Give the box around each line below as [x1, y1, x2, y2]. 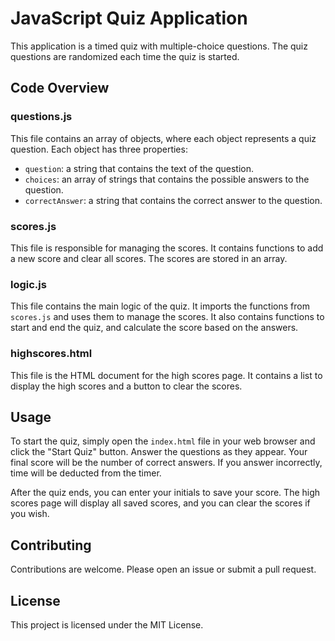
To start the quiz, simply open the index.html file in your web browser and [10, 435, 316, 447]
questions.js [10, 110, 73, 124]
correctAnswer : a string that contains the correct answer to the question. [24, 194, 323, 206]
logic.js [10, 277, 47, 291]
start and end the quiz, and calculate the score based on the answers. [10, 322, 299, 334]
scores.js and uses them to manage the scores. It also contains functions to [10, 311, 325, 323]
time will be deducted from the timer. [10, 467, 162, 479]
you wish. [10, 508, 50, 520]
